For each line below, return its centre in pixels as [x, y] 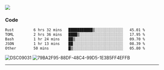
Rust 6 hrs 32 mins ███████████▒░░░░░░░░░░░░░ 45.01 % [75, 30]
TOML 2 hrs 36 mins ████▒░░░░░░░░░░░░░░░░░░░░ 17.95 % [75, 35]
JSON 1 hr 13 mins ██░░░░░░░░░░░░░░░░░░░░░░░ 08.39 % [75, 44]
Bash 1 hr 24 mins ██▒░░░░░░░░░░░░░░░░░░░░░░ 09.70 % [75, 39]
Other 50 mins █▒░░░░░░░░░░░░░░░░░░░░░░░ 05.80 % [75, 48]
